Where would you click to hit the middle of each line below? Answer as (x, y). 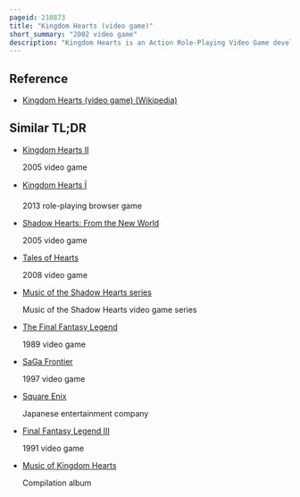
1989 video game (54, 344)
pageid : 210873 (37, 17)
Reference (39, 78)
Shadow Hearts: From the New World (91, 223)
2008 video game (54, 274)
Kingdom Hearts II (55, 149)
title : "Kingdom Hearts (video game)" (81, 26)
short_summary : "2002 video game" (74, 34)
